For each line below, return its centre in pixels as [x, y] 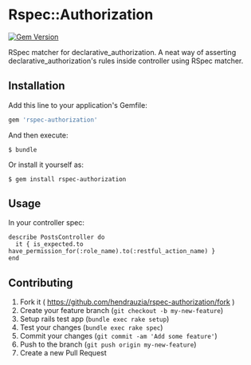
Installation [37, 86]
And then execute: [38, 135]
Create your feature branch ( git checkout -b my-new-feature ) [122, 311]
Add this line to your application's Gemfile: [78, 105]
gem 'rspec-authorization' [53, 120]
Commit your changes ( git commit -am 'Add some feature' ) [118, 336]
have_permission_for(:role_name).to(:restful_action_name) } [112, 252]
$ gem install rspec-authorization [67, 179]
